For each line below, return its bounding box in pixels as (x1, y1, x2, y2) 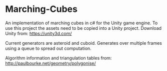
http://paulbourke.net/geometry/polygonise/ (5, 60, 96, 66)
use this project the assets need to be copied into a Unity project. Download (5, 25, 161, 31)
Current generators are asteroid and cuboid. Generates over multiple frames (5, 40, 162, 46)
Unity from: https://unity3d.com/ (5, 30, 72, 36)
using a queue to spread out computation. (5, 45, 91, 51)
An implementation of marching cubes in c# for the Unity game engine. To (5, 20, 158, 26)
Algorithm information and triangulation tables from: (5, 55, 112, 61)
